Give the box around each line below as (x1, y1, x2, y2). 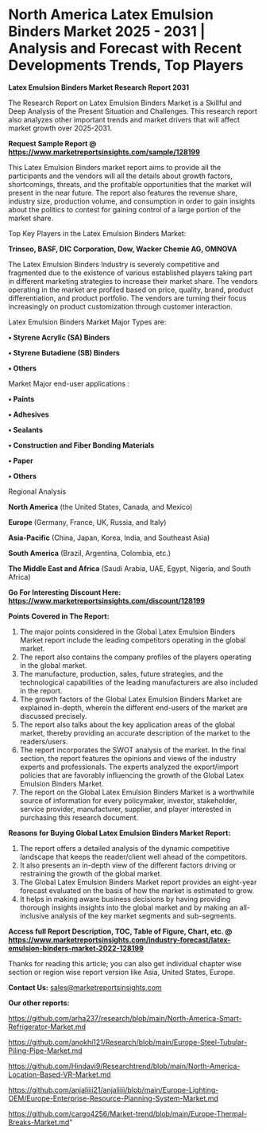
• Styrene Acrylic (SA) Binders (8, 332, 110, 342)
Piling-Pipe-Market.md (8, 1046, 83, 1055)
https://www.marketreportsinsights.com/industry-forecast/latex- (8, 934, 231, 944)
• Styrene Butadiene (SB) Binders (8, 348, 121, 357)
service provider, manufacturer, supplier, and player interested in (19, 804, 232, 814)
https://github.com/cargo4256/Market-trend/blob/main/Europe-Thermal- (8, 1109, 248, 1118)
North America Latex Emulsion (8, 6, 214, 24)
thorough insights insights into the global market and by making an (19, 903, 238, 912)
